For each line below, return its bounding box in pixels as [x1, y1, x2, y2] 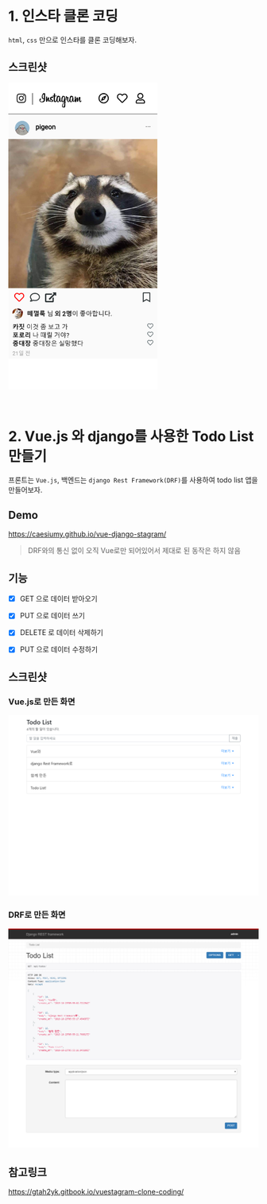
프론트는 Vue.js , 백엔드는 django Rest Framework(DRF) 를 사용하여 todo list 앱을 [8, 474, 258, 485]
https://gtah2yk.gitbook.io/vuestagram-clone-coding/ [8, 1187, 184, 1196]
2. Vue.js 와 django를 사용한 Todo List [8, 427, 254, 445]
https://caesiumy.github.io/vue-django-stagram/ [8, 529, 167, 539]
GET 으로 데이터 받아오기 [19, 594, 98, 604]
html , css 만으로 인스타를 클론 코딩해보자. [8, 35, 137, 45]
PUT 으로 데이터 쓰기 [19, 611, 86, 621]
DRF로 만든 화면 [8, 909, 66, 920]
